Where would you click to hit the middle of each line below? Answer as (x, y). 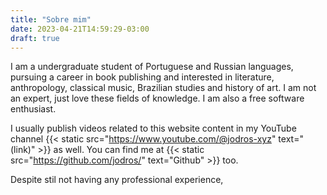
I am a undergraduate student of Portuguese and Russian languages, (152, 67)
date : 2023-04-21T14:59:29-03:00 (80, 29)
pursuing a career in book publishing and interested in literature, (142, 77)
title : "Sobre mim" (51, 19)
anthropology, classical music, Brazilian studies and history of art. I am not (163, 88)
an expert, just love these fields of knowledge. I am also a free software (157, 98)
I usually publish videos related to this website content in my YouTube (153, 128)
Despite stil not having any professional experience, (117, 180)
